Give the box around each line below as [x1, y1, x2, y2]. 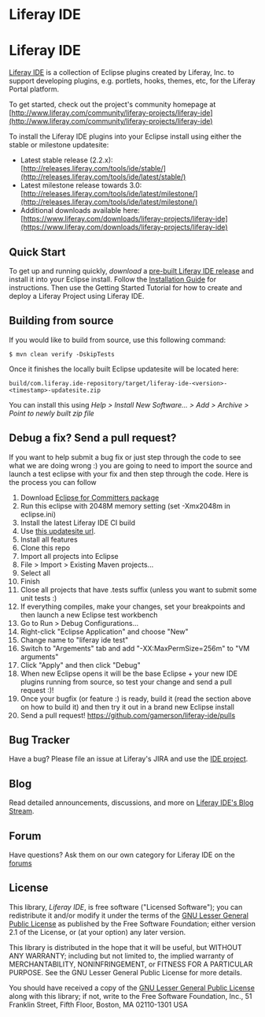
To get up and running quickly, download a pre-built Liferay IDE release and [9, 266, 254, 275]
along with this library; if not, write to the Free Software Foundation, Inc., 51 [9, 991, 252, 1000]
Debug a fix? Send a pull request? [9, 431, 177, 445]
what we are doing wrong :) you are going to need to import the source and [9, 460, 252, 470]
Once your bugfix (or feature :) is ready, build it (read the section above [20, 694, 252, 703]
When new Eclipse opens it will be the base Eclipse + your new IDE [20, 669, 238, 678]
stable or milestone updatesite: [9, 140, 109, 150]
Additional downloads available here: [20, 206, 140, 215]
